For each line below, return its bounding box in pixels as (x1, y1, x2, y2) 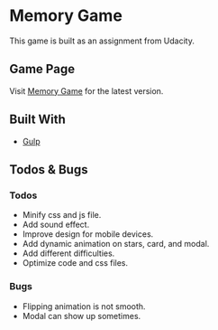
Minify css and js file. (22, 210, 102, 221)
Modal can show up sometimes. (22, 310, 141, 321)
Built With (9, 112, 66, 127)
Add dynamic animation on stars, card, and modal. (22, 239, 210, 250)
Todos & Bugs (9, 162, 88, 177)
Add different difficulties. (22, 248, 115, 259)
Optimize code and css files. (22, 258, 129, 269)
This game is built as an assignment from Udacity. (9, 35, 195, 46)
